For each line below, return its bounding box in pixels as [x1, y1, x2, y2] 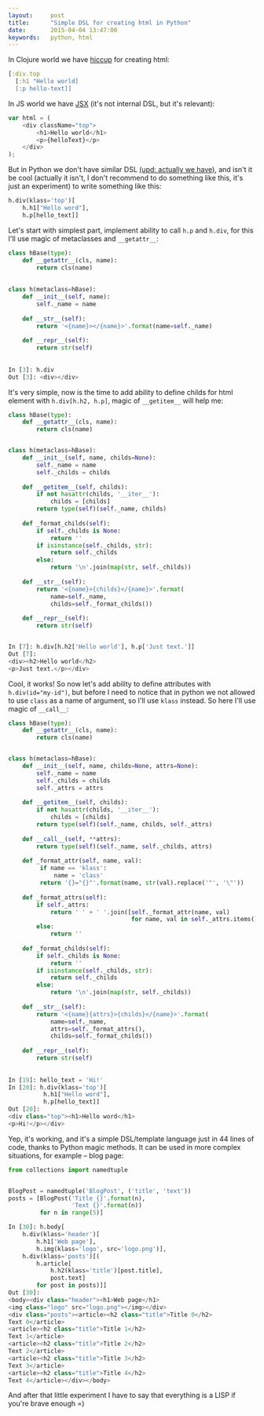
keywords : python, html [8, 33, 93, 42]
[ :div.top [8, 70, 41, 79]
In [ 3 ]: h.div [8, 366, 55, 374]
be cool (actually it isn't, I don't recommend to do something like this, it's [8, 174, 244, 183]
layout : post [8, 11, 65, 20]
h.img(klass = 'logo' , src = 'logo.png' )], [36, 1245, 167, 1253]
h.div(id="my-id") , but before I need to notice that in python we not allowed [8, 687, 255, 697]
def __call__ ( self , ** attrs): [22, 835, 122, 843]
